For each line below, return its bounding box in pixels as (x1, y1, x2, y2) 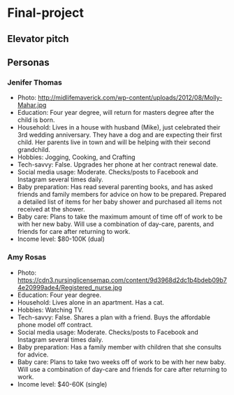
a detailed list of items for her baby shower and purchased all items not (17, 197, 222, 206)
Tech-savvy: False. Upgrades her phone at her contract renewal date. (17, 160, 218, 169)
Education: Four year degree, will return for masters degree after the (17, 109, 214, 117)
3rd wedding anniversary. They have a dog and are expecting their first (17, 131, 222, 139)
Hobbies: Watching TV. (17, 305, 84, 314)
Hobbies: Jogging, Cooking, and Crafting (17, 153, 136, 162)
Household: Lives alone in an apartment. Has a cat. (17, 298, 164, 306)
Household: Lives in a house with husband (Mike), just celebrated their (17, 123, 221, 132)
